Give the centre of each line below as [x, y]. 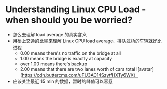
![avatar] [145, 69]
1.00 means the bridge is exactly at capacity [66, 58]
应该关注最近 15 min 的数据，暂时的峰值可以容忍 [62, 81]
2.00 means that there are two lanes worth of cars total [77, 69]
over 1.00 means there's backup [54, 64]
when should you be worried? [69, 20]
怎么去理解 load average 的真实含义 [50, 34]
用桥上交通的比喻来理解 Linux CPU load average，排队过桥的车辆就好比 [87, 41]
